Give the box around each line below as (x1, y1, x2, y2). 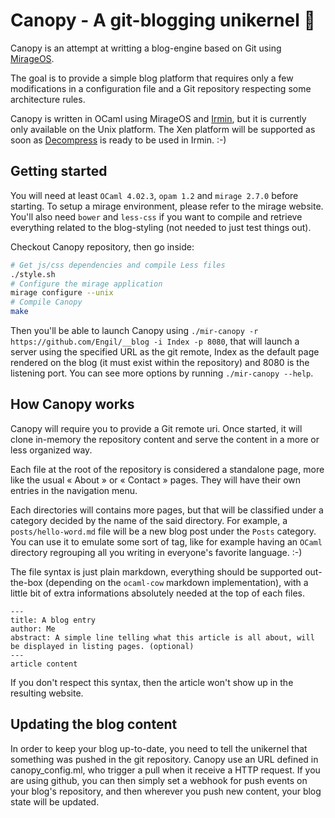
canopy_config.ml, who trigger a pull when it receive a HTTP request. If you (10, 764, 321, 776)
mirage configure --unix (10, 288, 114, 298)
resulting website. (10, 687, 84, 699)
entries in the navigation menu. (10, 484, 138, 496)
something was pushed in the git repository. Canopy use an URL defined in (10, 753, 319, 765)
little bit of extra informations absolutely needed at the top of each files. (10, 587, 305, 599)
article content (10, 659, 78, 669)
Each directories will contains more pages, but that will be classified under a (10, 504, 324, 516)
